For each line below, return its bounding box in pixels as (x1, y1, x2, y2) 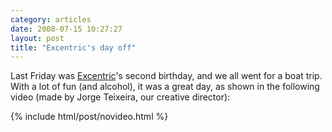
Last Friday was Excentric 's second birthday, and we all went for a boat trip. (10, 70, 323, 82)
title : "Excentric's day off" (10, 42, 137, 53)
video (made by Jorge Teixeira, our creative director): (10, 91, 231, 103)
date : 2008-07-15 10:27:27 (10, 24, 123, 34)
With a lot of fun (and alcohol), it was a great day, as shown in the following (10, 81, 320, 93)
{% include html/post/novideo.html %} (10, 111, 169, 123)
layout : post (10, 33, 65, 43)
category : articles (10, 14, 92, 25)
